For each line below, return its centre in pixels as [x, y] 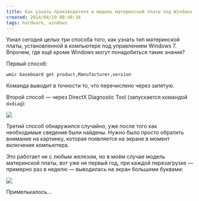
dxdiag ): [16, 103]
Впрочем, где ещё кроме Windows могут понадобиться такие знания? [96, 52]
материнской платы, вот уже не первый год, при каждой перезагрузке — [99, 163]
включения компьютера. [38, 145]
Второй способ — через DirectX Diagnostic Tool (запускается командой [97, 97]
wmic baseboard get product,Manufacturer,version [69, 75]
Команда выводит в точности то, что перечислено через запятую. [90, 86]
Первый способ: [27, 64]
